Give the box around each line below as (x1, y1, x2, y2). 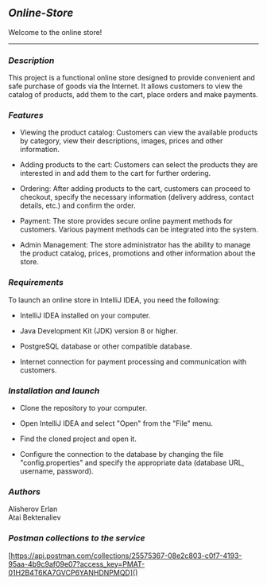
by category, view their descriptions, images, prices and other (19, 136, 223, 146)
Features (8, 110, 44, 121)
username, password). (19, 466, 94, 476)
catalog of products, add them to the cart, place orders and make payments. (8, 90, 258, 99)
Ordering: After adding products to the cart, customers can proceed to (19, 184, 251, 193)
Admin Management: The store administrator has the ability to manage (19, 240, 251, 250)
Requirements (8, 277, 64, 288)
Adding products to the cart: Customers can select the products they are (19, 160, 258, 170)
